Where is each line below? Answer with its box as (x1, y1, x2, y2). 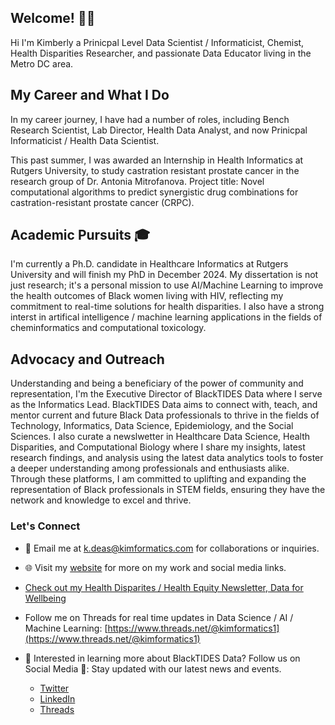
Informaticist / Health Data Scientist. (10, 134, 160, 146)
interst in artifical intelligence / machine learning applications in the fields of (10, 311, 323, 323)
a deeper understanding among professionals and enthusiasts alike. (10, 462, 290, 475)
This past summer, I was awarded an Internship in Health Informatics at (10, 154, 304, 166)
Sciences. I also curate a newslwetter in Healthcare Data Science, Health (10, 431, 311, 443)
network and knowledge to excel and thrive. (10, 494, 192, 506)
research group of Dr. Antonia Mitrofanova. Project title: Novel (10, 175, 265, 187)
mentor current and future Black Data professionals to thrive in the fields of (10, 409, 320, 421)
